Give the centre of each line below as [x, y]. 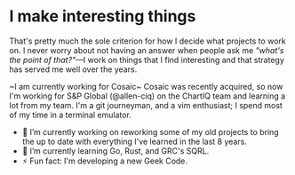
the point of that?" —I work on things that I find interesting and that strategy [147, 60]
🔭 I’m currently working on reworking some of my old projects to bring [150, 131]
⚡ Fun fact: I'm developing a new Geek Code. [105, 161]
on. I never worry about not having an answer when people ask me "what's [147, 50]
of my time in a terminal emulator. [70, 115]
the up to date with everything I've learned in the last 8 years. [134, 141]
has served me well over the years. [73, 69]
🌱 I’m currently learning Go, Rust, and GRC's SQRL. [116, 151]
